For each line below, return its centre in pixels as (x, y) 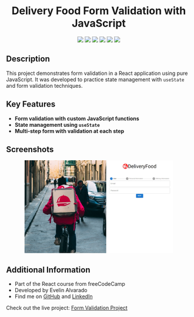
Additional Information (48, 270)
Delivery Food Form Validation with (99, 11)
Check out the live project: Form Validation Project (67, 308)
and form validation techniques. (44, 85)
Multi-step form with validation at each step (69, 131)
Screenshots (30, 149)
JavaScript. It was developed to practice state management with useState (95, 79)
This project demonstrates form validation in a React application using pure (97, 73)
